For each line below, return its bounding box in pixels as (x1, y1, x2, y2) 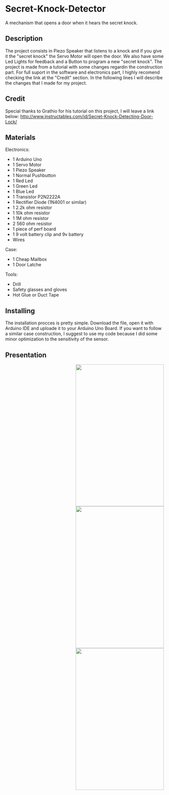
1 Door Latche (12, 262, 42, 268)
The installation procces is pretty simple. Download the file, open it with (5, 320, 153, 326)
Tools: (5, 271, 18, 277)
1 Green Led (12, 183, 38, 189)
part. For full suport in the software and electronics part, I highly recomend (5, 69, 160, 75)
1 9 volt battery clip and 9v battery (12, 232, 84, 238)
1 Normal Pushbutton (12, 173, 56, 179)
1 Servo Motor (12, 162, 42, 168)
